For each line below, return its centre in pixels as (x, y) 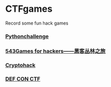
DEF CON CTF (23, 79)
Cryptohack (20, 65)
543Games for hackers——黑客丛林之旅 (55, 51)
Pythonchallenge (27, 36)
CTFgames (29, 9)
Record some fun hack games (37, 23)
